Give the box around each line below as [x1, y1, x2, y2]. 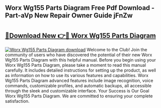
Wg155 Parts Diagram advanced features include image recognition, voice [5, 77, 153, 83]
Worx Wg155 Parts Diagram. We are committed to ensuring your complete [5, 93, 153, 99]
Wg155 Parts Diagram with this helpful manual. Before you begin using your [5, 57, 156, 62]
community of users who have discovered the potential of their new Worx [5, 52, 152, 58]
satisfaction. [5, 98, 30, 104]
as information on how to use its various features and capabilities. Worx [5, 73, 149, 78]
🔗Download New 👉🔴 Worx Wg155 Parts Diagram [5, 31, 156, 40]
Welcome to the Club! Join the [87, 47, 147, 52]
